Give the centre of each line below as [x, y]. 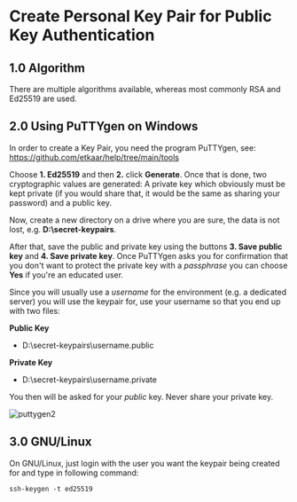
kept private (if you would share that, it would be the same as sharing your [145, 193]
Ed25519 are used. [43, 98]
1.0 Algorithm [47, 68]
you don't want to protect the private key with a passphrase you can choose [148, 265]
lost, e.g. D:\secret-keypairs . [63, 229]
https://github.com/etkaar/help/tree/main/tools [94, 157]
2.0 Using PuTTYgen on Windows [104, 126]
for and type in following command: [74, 473]
